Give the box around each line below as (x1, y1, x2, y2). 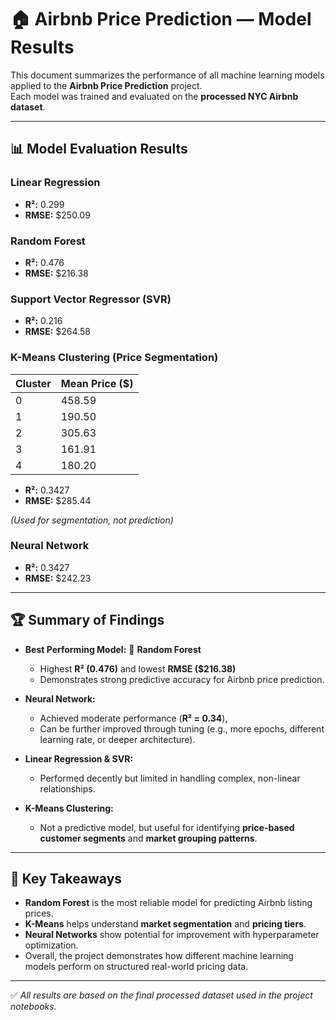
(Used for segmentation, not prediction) (10, 514, 174, 526)
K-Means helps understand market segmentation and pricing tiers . (24, 918, 307, 930)
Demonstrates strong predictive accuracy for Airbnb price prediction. (39, 673, 325, 685)
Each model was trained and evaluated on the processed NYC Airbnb (10, 90, 299, 102)
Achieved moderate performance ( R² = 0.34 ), (39, 712, 228, 724)
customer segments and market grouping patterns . (39, 832, 258, 844)
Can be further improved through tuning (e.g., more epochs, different (39, 722, 325, 735)
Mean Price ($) (60, 376, 134, 390)
